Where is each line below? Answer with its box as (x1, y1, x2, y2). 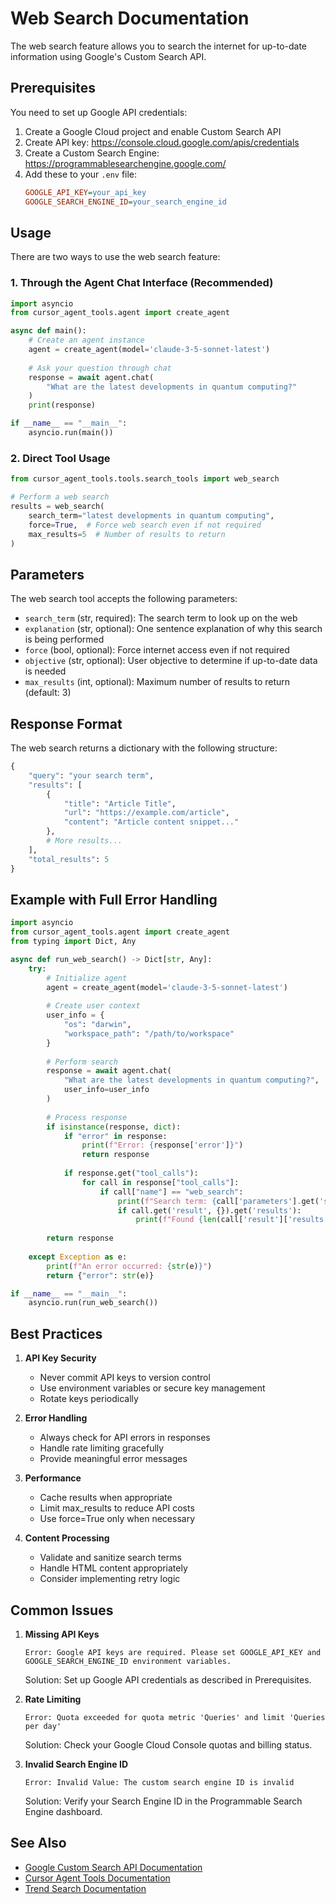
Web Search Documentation (10, 7, 250, 30)
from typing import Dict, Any (10, 937, 137, 947)
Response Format (10, 715, 123, 732)
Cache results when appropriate (39, 1492, 173, 1504)
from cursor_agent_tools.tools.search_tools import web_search (10, 474, 280, 484)
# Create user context (46, 1001, 141, 1011)
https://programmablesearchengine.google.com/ (24, 157, 227, 169)
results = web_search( (10, 502, 105, 512)
